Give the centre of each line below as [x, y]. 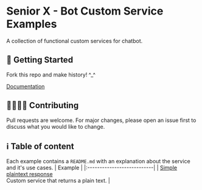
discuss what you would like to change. [56, 126]
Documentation [26, 86]
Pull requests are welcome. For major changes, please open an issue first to [101, 120]
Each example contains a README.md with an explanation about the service [98, 161]
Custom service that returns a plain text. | [58, 181]
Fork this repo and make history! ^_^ [51, 75]
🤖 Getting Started [40, 60]
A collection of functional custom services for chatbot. [75, 41]
